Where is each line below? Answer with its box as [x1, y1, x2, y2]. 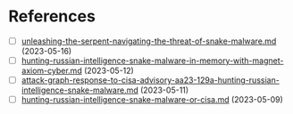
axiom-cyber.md [21, 65, 82, 77]
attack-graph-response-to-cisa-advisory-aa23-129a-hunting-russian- [21, 75, 280, 85]
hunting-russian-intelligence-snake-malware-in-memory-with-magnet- [21, 55, 284, 66]
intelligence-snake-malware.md [21, 85, 139, 95]
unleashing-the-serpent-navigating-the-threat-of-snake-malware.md [21, 36, 277, 46]
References [8, 6, 96, 27]
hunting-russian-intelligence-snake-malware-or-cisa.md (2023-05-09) [21, 94, 283, 105]
